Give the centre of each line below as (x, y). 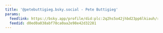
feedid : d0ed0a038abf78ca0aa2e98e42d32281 (53, 23)
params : (13, 14)
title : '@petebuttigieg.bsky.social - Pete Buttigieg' (62, 9)
